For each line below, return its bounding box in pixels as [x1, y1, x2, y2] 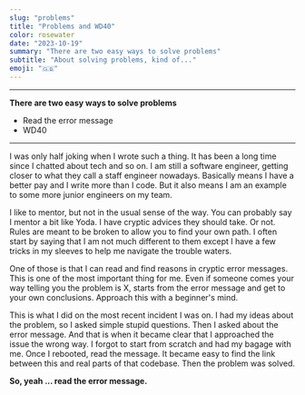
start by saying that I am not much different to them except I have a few [9, 235, 277, 246]
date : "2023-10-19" [9, 38, 84, 48]
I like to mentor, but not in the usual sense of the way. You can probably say [9, 206, 292, 218]
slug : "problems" [9, 13, 75, 23]
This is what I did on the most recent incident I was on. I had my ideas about [9, 310, 294, 321]
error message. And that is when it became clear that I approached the [9, 329, 274, 340]
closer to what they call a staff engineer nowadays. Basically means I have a [9, 170, 295, 181]
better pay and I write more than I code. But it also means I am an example [9, 179, 288, 191]
